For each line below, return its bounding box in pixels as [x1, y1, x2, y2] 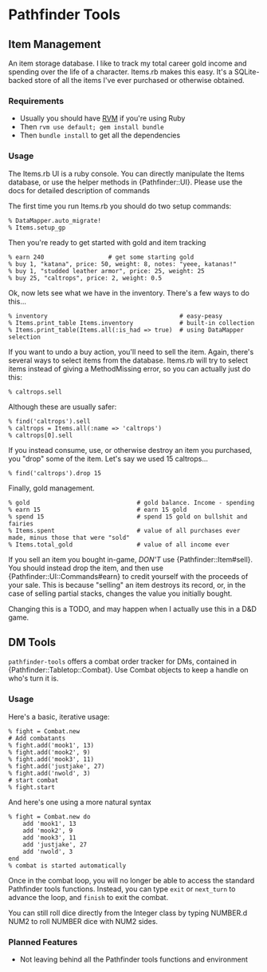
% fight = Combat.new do [8, 812, 91, 820]
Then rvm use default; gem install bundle [19, 122, 165, 132]
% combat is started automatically [8, 861, 127, 870]
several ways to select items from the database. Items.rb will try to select [8, 355, 249, 365]
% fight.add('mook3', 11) [8, 755, 94, 764]
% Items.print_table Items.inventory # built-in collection [8, 319, 255, 327]
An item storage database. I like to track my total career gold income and [8, 58, 247, 68]
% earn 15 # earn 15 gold [8, 506, 187, 514]
